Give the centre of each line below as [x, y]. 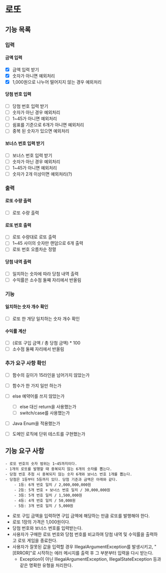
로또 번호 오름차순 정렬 [34, 249]
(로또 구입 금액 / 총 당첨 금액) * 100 [46, 343]
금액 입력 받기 [26, 69]
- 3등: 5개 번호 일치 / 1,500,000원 [48, 495]
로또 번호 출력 [18, 225]
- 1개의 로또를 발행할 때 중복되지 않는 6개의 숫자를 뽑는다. [59, 469]
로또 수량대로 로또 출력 [34, 237]
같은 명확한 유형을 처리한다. [46, 565]
